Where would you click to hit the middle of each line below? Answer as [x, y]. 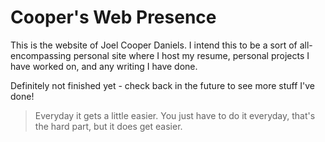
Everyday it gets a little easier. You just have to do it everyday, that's [175, 115]
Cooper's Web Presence [113, 17]
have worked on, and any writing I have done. [104, 66]
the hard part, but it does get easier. [108, 126]
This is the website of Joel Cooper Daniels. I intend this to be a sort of [154, 45]
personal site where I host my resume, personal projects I [191, 55]
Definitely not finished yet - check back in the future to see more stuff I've [162, 85]
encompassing [41, 55]
